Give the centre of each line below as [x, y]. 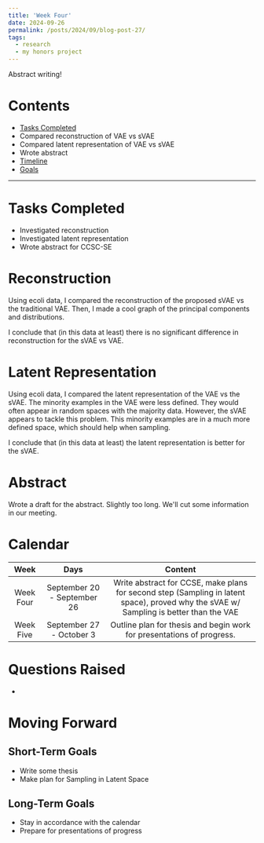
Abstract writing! [35, 74]
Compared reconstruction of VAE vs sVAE [87, 136]
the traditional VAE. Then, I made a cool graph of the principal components [129, 308]
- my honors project [49, 52]
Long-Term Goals [51, 803]
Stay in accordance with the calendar [80, 823]
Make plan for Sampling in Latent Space [84, 779]
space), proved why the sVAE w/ [181, 602]
